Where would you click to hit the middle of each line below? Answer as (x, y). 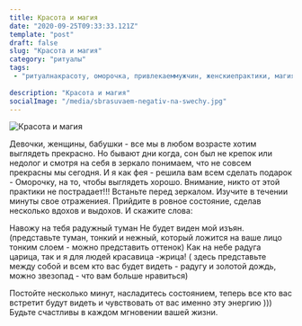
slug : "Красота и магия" (56, 51)
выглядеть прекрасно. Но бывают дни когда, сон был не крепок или (141, 154)
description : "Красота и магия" (70, 93)
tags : (19, 68)
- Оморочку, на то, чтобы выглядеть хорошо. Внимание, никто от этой (145, 182)
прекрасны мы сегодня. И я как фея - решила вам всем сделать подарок (151, 172)
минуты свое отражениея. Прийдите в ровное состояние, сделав (135, 201)
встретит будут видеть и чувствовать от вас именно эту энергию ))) (141, 303)
